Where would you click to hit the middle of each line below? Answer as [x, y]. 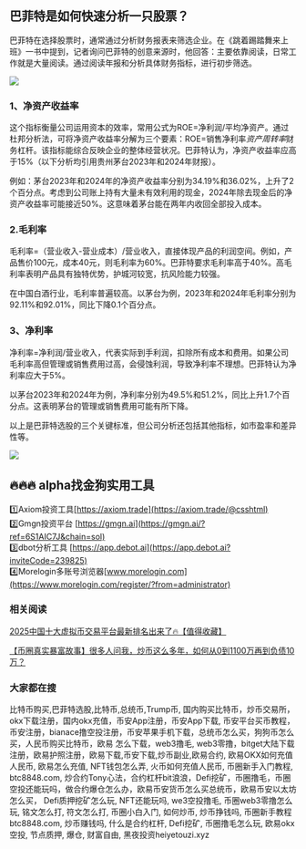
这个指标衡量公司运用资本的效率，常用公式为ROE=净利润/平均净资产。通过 [149, 128]
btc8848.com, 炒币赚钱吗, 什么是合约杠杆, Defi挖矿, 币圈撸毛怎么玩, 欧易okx [152, 823]
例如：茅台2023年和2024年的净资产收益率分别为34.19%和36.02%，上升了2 [152, 181]
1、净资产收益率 [44, 106]
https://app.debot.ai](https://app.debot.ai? [152, 547]
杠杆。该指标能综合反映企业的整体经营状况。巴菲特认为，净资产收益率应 [153, 150]
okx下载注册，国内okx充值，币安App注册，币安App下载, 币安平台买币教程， [153, 721]
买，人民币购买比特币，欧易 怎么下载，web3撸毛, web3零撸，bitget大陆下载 [152, 744]
